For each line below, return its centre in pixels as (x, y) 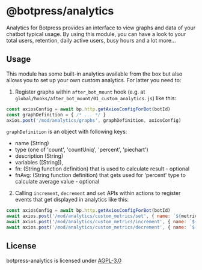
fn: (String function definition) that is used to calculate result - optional (102, 169)
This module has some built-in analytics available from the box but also (94, 74)
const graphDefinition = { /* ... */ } (56, 115)
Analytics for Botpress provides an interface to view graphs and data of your (101, 28)
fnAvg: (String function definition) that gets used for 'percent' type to (100, 175)
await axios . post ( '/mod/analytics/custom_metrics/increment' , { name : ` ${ (102, 222)
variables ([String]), (39, 163)
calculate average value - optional (57, 182)
